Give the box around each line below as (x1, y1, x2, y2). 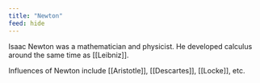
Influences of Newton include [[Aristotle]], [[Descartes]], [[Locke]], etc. (8, 65, 245, 75)
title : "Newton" (8, 11, 63, 20)
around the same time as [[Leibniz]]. (8, 50, 129, 60)
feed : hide (8, 19, 45, 27)
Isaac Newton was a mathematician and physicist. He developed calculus (8, 41, 253, 51)
